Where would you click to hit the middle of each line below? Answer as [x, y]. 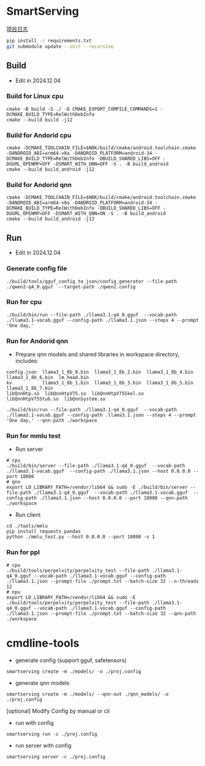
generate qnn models [42, 682]
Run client [28, 515]
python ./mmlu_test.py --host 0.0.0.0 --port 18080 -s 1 [81, 537]
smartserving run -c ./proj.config [52, 734]
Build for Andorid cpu [39, 135]
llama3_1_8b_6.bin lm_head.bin [48, 378]
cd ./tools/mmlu [27, 526]
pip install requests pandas [44, 532]
